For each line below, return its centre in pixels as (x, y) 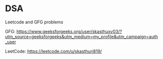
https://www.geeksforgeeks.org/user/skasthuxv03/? (69, 31)
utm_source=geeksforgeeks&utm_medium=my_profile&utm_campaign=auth (81, 37)
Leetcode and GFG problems (34, 22)
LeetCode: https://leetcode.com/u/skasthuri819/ (53, 51)
